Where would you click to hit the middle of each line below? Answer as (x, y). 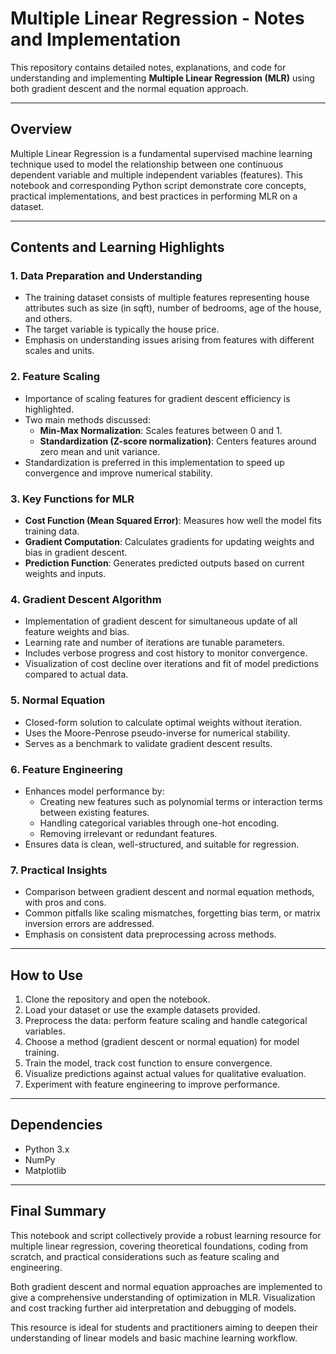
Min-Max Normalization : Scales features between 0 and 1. (161, 430)
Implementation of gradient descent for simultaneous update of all (161, 621)
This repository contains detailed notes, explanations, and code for (148, 67)
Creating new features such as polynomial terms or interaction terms (181, 801)
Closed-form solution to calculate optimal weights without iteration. (163, 722)
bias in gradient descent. (76, 553)
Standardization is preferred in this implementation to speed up (154, 462)
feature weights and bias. (77, 632)
